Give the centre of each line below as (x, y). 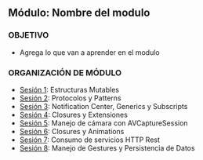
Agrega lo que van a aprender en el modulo (89, 52)
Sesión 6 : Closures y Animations (72, 131)
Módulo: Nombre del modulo (79, 13)
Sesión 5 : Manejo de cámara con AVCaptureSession (103, 123)
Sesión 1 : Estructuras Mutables (69, 89)
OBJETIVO (29, 35)
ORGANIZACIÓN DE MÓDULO (65, 72)
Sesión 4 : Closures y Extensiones (73, 115)
